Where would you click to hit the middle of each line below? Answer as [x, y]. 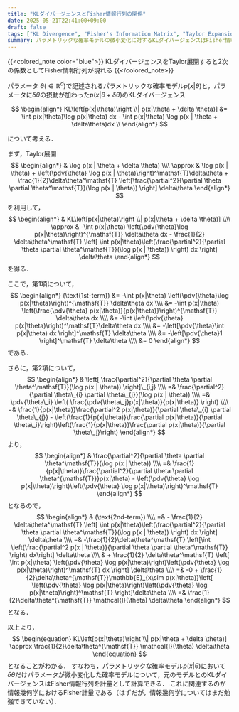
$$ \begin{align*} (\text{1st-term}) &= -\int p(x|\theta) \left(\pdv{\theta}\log [119, 295]
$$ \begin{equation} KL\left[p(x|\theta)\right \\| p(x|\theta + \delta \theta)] [119, 638]
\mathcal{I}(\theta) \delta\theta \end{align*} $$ [162, 600]
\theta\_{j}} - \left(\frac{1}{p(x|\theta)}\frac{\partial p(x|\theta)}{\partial [119, 417]
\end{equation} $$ [119, 654]
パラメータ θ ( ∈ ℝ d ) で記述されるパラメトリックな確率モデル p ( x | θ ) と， [111, 85]
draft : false [27, 27]
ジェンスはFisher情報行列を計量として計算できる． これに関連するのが [123, 684]
